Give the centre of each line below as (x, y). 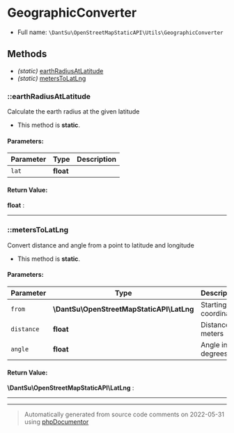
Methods (27, 54)
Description (96, 160)
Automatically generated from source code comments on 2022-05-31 (124, 415)
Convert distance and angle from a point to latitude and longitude (101, 245)
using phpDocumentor (56, 422)
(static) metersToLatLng (52, 78)
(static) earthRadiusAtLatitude (60, 70)
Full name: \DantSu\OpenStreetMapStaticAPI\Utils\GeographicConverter (120, 32)
